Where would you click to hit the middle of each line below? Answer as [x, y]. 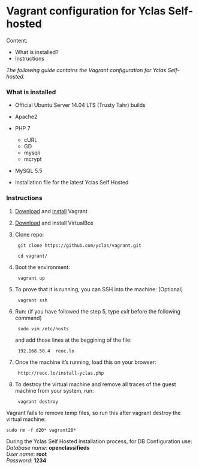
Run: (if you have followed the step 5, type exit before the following [98, 311]
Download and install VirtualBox [54, 223]
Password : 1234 [26, 460]
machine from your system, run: [54, 390]
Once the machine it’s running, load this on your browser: [86, 362]
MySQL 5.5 [28, 171]
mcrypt [33, 159]
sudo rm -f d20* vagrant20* [41, 430]
